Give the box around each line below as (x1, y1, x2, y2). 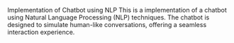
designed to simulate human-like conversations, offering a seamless (7, 21, 207, 28)
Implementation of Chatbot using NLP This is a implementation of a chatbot (7, 6, 227, 14)
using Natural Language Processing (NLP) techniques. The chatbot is (7, 13, 210, 21)
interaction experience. (7, 28, 75, 36)
